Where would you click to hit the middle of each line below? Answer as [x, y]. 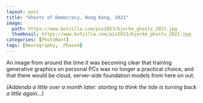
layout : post [23, 12]
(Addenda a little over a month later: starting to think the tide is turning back [101, 87]
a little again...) [25, 93]
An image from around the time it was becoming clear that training [89, 62]
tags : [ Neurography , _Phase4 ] [45, 46]
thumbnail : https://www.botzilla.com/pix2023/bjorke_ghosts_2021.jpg [101, 34]
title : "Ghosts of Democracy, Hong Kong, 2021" [68, 17]
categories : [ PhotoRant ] [38, 40]
